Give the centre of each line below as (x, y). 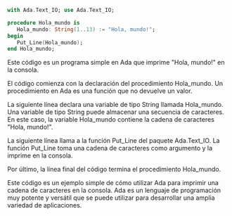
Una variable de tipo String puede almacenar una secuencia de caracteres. (116, 112)
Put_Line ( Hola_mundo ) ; (50, 42)
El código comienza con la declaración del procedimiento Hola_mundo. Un (115, 84)
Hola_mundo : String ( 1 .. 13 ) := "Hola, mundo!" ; (86, 29)
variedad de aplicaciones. (45, 205)
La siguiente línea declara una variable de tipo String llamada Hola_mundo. (115, 105)
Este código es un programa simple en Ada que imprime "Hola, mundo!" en (116, 63)
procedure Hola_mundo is (44, 23)
